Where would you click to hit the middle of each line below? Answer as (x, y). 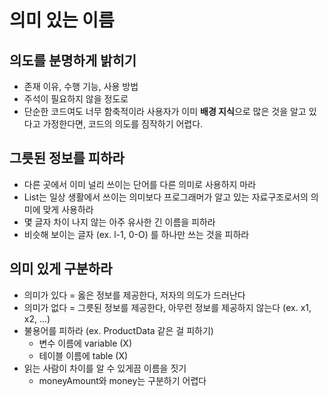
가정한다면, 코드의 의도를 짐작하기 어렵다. (123, 124)
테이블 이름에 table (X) (83, 355)
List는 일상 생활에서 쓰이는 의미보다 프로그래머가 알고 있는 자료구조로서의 (166, 197)
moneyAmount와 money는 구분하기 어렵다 (122, 380)
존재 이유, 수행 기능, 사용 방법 (81, 86)
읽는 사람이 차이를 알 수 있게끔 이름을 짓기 (105, 368)
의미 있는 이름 (62, 20)
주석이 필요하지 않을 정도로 (76, 99)
